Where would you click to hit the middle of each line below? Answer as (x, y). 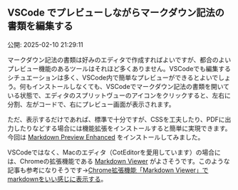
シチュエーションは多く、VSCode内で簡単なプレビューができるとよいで (113, 78)
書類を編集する (40, 26)
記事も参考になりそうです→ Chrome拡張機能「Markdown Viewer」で (108, 170)
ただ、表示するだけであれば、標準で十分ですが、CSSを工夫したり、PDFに (117, 119)
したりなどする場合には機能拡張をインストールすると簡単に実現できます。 (122, 128)
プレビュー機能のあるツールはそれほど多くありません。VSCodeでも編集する (119, 68)
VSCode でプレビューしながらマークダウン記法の (116, 13)
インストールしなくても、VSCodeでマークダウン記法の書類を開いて (131, 86)
